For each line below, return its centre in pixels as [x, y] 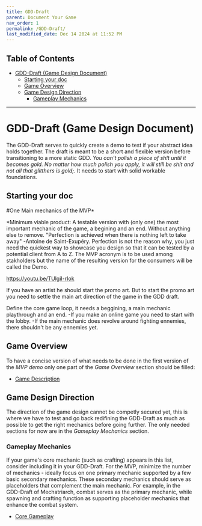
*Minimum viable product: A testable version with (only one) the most [93, 222]
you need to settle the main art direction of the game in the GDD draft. [93, 296]
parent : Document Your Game [41, 17]
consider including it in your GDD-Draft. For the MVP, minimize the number [99, 466]
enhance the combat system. [42, 504]
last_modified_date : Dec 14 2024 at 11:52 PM [64, 34]
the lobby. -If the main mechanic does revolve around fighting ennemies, [96, 321]
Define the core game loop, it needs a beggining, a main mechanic [88, 308]
